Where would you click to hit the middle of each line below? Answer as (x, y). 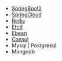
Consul (20, 39)
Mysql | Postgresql (34, 45)
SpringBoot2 (27, 8)
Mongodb (23, 51)
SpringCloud (26, 15)
